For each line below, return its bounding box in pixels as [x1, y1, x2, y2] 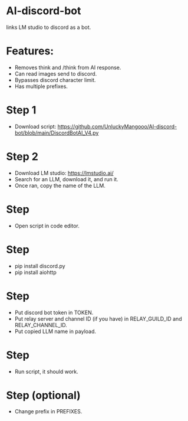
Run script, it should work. [14, 368, 78, 375]
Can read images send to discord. [14, 70, 97, 77]
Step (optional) [6, 389, 81, 402]
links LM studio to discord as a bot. [6, 24, 91, 31]
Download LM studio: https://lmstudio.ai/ [14, 169, 114, 177]
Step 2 [6, 150, 38, 163]
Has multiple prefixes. [14, 83, 68, 90]
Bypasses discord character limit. [14, 76, 96, 83]
